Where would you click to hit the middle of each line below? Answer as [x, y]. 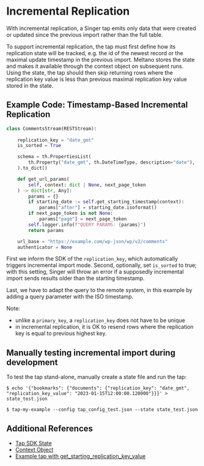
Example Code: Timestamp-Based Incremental [97, 105]
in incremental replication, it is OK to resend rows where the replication [104, 327]
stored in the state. [30, 85]
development [32, 362]
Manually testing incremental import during [91, 352]
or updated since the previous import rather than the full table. [85, 34]
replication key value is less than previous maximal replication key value [97, 79]
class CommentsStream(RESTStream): [52, 129]
